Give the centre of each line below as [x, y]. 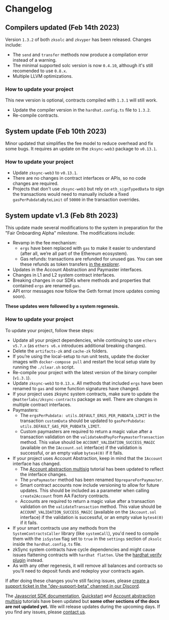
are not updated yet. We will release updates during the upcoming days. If [83, 606]
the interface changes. [43, 474]
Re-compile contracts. [36, 115]
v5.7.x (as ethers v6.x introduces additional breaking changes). [79, 345]
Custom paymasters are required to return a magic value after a [86, 431]
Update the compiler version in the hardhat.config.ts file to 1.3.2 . [82, 110]
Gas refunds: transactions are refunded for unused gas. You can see [91, 259]
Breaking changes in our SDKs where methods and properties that [81, 280]
